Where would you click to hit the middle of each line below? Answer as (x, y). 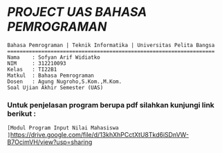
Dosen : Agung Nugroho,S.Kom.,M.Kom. (65, 81)
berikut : (22, 114)
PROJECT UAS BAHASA (77, 12)
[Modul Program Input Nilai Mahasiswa (63, 128)
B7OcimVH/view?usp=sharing (50, 142)
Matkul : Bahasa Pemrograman (51, 75)
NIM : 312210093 (37, 63)
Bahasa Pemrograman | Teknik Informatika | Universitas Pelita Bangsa (111, 45)
